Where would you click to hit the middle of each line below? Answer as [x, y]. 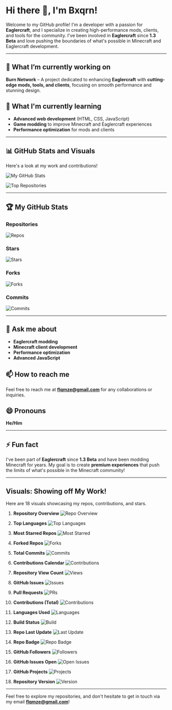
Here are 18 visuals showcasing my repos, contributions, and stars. [76, 504]
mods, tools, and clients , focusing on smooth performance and [85, 85]
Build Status [26, 622]
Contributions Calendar [39, 563]
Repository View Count [38, 573]
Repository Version [34, 682]
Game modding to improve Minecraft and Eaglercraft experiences [82, 124]
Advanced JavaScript [37, 358]
